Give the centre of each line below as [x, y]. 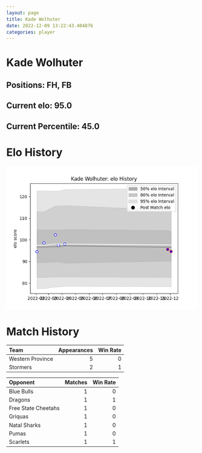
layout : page [23, 13]
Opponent [22, 383]
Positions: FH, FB [39, 85]
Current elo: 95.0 [39, 106]
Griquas [19, 417]
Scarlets [19, 442]
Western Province [31, 359]
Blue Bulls [21, 391]
